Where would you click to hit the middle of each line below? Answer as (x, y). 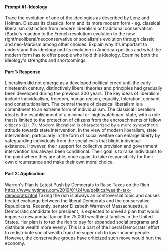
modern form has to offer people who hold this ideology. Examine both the (82, 55)
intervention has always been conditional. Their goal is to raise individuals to (83, 151)
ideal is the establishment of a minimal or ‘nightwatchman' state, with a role (83, 115)
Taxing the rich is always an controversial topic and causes (99, 195)
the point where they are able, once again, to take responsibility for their (79, 157)
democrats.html (21, 195)
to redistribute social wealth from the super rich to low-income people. (78, 232)
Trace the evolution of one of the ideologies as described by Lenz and (77, 18)
